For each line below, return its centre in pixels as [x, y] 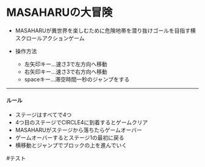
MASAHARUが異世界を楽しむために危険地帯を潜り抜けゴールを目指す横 [106, 30]
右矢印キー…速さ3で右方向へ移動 [66, 71]
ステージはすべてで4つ [43, 115]
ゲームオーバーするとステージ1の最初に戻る [70, 138]
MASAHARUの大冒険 [59, 12]
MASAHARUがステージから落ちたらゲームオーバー [78, 130]
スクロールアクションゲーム [50, 38]
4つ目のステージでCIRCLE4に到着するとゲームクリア [81, 123]
